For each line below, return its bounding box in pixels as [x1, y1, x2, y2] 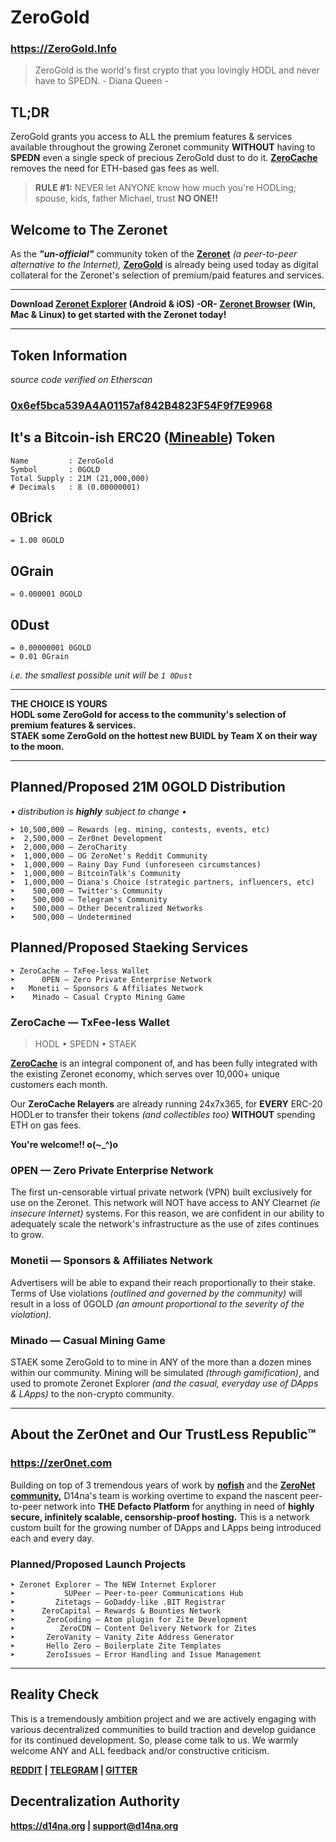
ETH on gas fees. [10, 1119, 82, 1131]
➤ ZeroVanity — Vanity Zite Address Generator [10, 1632, 235, 1642]
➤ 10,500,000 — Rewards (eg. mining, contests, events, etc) [10, 824, 271, 835]
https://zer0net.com [10, 1456, 113, 1470]
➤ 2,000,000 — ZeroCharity [10, 842, 128, 852]
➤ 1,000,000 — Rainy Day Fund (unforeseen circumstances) [10, 859, 262, 870]
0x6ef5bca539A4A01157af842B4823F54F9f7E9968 [10, 398, 273, 412]
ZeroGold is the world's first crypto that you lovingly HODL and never [34, 64, 320, 76]
